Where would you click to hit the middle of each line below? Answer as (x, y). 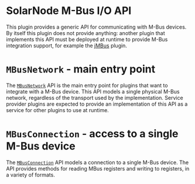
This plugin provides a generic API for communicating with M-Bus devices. (96, 27)
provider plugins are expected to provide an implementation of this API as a (97, 104)
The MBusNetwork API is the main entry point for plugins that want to (87, 85)
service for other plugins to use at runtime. (58, 110)
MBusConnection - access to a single (92, 134)
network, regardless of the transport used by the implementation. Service (95, 98)
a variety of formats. (31, 175)
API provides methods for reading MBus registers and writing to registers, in (98, 168)
